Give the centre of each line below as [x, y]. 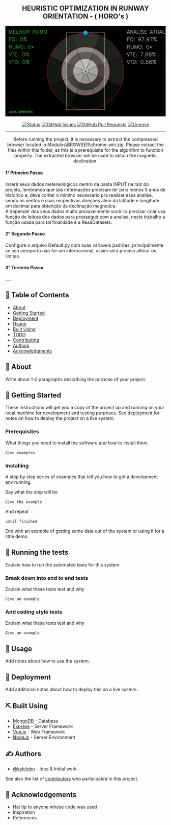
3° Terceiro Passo [24, 268]
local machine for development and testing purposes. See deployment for [82, 413]
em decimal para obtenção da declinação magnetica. [61, 206]
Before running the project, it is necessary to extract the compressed [85, 139]
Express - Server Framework [43, 726]
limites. [13, 256]
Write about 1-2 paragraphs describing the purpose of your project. [76, 379]
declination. [85, 161]
